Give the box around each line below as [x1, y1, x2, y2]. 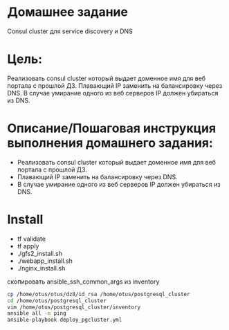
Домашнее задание [7, 4, 128, 20]
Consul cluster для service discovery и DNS [7, 27, 133, 35]
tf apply [17, 241, 39, 250]
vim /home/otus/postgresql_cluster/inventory [7, 304, 140, 311]
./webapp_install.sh [17, 257, 73, 265]
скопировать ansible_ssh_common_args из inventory [7, 277, 160, 286]
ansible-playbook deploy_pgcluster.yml [7, 316, 122, 324]
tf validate [17, 235, 46, 243]
